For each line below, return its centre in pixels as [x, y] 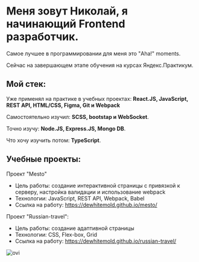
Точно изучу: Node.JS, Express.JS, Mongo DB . [66, 129]
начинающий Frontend [66, 24]
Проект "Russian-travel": [38, 216]
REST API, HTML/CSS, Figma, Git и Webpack [63, 105]
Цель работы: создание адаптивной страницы [74, 228]
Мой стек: [26, 84]
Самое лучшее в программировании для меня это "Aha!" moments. [93, 53]
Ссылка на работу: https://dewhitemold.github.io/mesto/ [86, 205]
